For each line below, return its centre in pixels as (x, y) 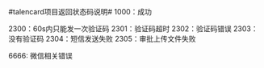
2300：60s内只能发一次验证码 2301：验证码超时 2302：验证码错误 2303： (133, 29)
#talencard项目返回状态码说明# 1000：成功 (80, 12)
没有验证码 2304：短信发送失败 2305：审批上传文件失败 (102, 39)
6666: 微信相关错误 (40, 56)
